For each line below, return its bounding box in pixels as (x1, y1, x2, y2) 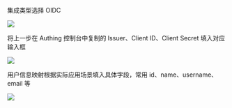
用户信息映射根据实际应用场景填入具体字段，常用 (7, 70, 148, 79)
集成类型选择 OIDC (7, 6, 61, 14)
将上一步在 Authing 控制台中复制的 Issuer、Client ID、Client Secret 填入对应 (7, 34, 225, 42)
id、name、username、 (148, 70, 218, 79)
